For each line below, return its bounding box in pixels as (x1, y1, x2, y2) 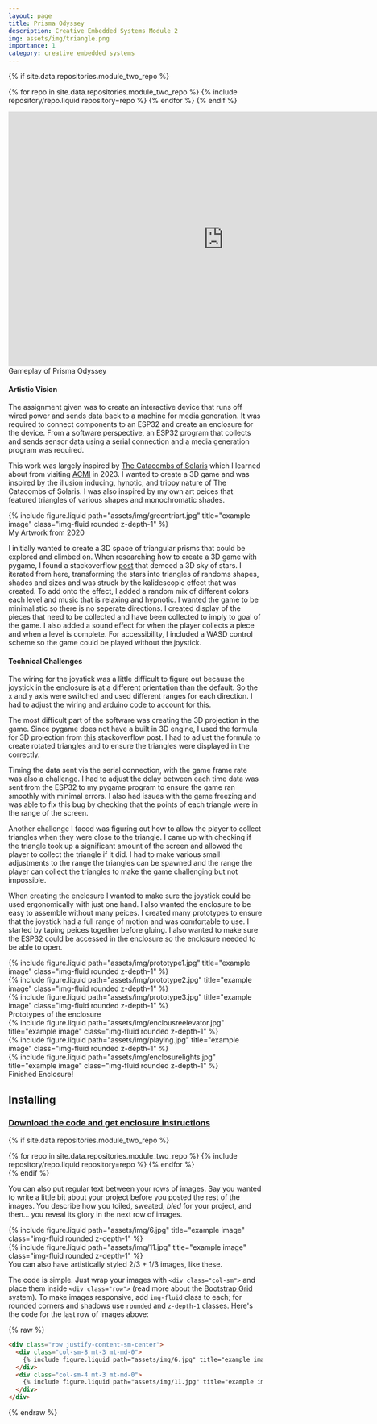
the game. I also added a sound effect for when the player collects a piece (8, 620, 255, 630)
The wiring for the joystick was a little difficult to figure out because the (8, 674, 246, 684)
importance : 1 (8, 42, 56, 50)
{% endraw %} (8, 1408, 58, 1418)
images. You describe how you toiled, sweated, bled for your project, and (8, 1201, 251, 1211)
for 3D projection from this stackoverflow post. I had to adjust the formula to (8, 733, 261, 742)
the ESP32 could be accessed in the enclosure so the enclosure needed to (8, 933, 256, 944)
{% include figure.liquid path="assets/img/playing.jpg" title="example (8, 1035, 240, 1045)
